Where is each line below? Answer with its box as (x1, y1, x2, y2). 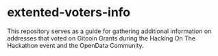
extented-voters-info (7, 5, 131, 20)
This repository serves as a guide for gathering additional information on (7, 27, 212, 35)
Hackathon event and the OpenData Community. (7, 41, 144, 49)
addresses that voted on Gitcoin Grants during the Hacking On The (7, 34, 196, 42)
